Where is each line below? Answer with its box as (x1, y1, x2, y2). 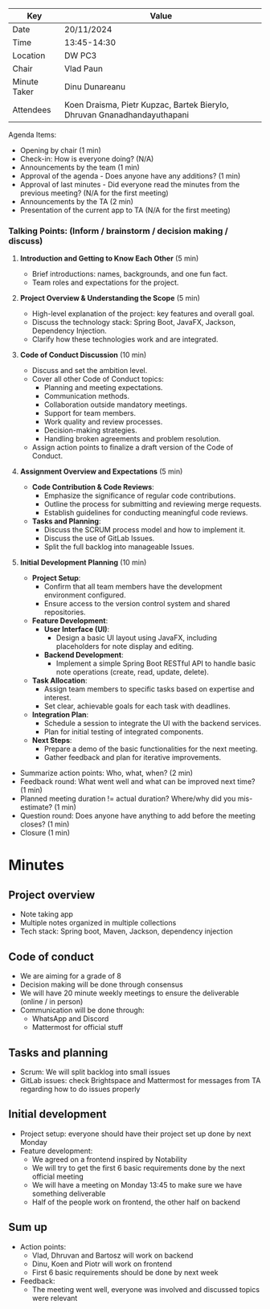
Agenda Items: (8, 130, 57, 139)
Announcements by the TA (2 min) (19, 197, 134, 206)
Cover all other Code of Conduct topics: (31, 374, 165, 384)
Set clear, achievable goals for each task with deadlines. (43, 701, 231, 711)
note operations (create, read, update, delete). (55, 667, 209, 677)
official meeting (31, 1172, 84, 1181)
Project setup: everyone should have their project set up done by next (19, 1129, 252, 1139)
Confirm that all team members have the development (43, 582, 223, 592)
